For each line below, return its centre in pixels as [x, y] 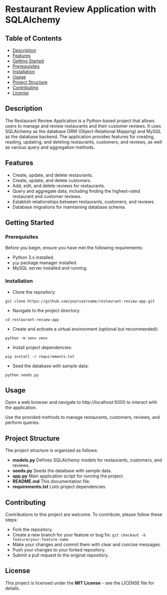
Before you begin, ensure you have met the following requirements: [74, 248]
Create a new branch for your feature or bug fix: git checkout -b [79, 535]
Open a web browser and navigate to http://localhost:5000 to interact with [82, 402]
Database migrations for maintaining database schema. [69, 207]
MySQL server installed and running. [50, 268]
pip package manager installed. [45, 263]
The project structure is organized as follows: [52, 450]
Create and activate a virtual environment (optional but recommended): [85, 329]
